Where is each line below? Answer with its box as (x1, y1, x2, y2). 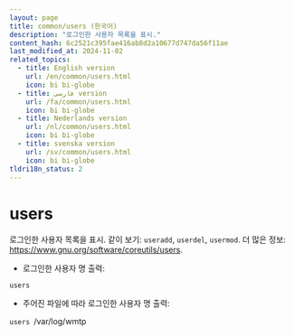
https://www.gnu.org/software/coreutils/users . (9, 245, 184, 256)
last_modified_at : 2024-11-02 (9, 47, 124, 56)
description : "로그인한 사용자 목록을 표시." (9, 30, 161, 39)
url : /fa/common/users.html (25, 97, 131, 107)
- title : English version (17, 64, 116, 73)
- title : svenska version (17, 139, 116, 148)
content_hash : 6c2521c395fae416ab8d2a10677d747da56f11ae (9, 38, 229, 48)
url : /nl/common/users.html (25, 123, 131, 132)
